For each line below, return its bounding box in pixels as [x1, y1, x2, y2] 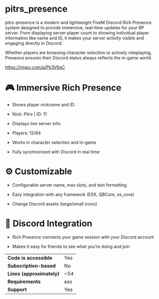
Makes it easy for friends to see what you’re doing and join [12, 243, 130, 249]
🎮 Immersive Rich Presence [5, 82, 122, 93]
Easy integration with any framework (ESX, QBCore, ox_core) [12, 191, 135, 197]
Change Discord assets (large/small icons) [12, 201, 97, 206]
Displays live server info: [12, 120, 62, 126]
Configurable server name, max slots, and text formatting [12, 182, 127, 188]
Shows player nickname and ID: [12, 101, 75, 108]
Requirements [7, 278, 41, 285]
